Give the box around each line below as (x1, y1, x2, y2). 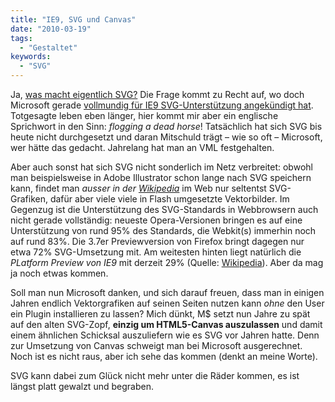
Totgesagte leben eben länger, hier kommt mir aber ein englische (10, 110, 279, 121)
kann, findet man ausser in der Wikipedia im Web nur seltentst (10, 182, 267, 194)
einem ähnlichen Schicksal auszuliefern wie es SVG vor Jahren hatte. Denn (10, 329, 320, 341)
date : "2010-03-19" (10, 24, 92, 34)
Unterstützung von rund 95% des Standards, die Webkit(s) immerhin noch (10, 225, 317, 236)
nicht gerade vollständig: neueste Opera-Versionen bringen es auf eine (10, 214, 303, 226)
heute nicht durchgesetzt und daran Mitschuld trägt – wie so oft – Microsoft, (10, 131, 323, 143)
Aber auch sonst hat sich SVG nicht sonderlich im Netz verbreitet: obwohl (10, 161, 313, 173)
